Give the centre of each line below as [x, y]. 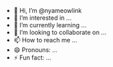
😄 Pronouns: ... [36, 50]
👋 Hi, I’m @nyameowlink [48, 11]
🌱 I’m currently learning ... [50, 25]
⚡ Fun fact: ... [32, 57]
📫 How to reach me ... [45, 40]
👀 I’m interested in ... [42, 18]
